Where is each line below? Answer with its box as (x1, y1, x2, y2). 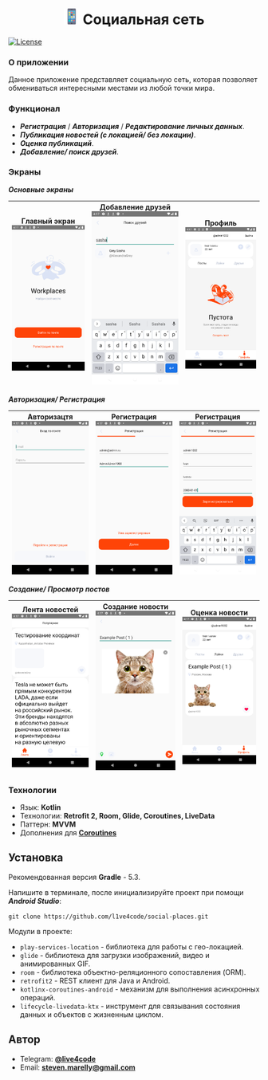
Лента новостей (22, 605, 79, 614)
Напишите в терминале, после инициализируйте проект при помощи (8, 887, 244, 897)
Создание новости (102, 602, 169, 611)
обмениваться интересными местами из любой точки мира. (8, 84, 215, 93)
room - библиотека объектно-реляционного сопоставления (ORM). (19, 967, 246, 976)
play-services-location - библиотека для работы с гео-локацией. (19, 941, 244, 952)
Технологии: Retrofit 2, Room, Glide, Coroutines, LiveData (19, 811, 215, 820)
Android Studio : (8, 896, 62, 905)
